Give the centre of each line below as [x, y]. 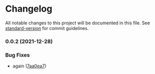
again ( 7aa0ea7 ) [29, 66]
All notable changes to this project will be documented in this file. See [78, 23]
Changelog [29, 9]
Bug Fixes [18, 55]
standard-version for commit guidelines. [47, 28]
